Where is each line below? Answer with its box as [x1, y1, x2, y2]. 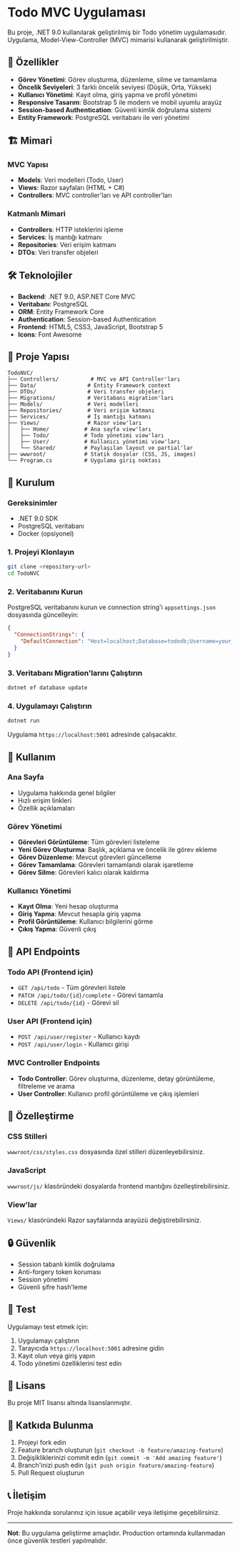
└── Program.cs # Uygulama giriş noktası [7, 457, 161, 464]
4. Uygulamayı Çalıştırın [7, 701, 93, 711]
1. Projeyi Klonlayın [7, 547, 75, 557]
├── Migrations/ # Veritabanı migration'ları [7, 394, 174, 402]
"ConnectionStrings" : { [14, 631, 84, 639]
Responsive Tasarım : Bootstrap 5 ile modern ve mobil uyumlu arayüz [17, 98, 223, 106]
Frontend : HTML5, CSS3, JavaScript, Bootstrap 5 [17, 322, 164, 331]
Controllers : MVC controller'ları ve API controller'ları [17, 191, 173, 200]
